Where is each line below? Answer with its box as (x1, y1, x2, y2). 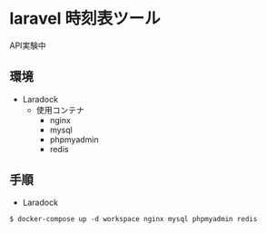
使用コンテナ (35, 104, 84, 115)
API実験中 (9, 40, 47, 51)
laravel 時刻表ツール (9, 8, 161, 29)
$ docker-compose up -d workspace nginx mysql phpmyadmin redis (9, 214, 258, 223)
